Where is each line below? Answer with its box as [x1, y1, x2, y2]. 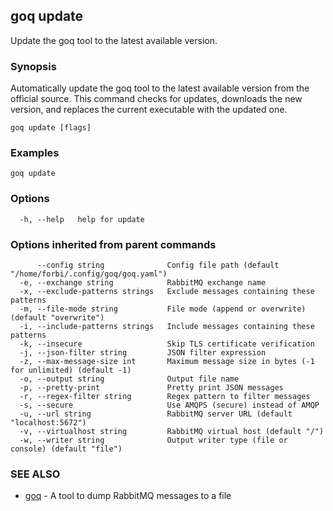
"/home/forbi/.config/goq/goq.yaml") [10, 269, 168, 279]
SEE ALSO [10, 467, 61, 481]
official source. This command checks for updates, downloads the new [10, 93, 303, 105]
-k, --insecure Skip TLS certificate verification [19, 339, 315, 349]
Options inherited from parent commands [10, 237, 217, 251]
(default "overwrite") [10, 313, 105, 323]
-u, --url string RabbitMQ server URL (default [19, 409, 293, 419]
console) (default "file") [10, 444, 123, 454]
